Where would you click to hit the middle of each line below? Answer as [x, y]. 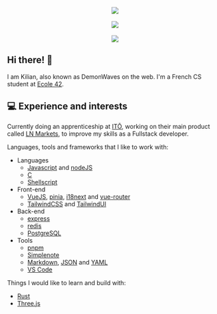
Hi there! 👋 [30, 60]
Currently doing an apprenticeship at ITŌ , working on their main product [108, 126]
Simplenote [43, 255]
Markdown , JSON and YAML [67, 262]
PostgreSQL [44, 233]
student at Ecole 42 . [36, 84]
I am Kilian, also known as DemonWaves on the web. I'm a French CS [104, 76]
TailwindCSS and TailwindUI [67, 204]
